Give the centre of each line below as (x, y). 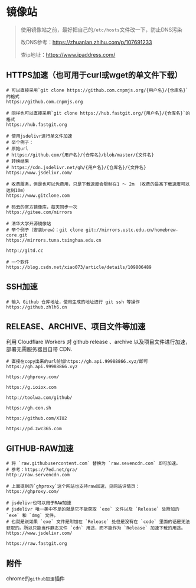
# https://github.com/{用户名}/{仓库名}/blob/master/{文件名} (80, 155)
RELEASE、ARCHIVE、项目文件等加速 (76, 327)
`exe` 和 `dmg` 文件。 (32, 516)
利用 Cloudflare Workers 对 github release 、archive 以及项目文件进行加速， (98, 342)
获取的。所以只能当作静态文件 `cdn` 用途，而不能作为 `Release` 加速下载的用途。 (96, 528)
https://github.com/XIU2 (37, 418)
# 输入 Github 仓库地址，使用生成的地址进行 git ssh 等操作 (73, 302)
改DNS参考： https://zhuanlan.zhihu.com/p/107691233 (86, 42)
